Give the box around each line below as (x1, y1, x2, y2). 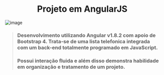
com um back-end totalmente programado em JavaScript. (17, 44, 158, 51)
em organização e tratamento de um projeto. (17, 63, 125, 70)
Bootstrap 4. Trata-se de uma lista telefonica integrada (17, 38, 150, 45)
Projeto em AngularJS (37, 3, 128, 15)
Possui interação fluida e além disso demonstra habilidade (17, 57, 159, 64)
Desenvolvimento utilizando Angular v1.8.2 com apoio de (17, 32, 156, 39)
